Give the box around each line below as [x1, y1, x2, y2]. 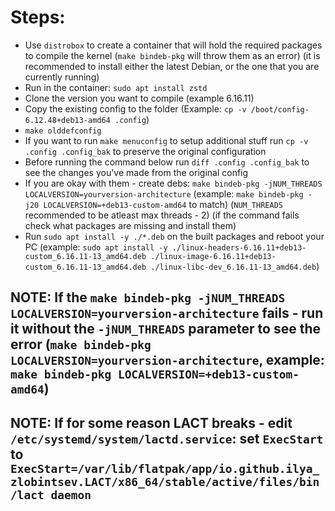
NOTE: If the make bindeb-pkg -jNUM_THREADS [10, 289, 286, 306]
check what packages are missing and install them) [24, 219, 237, 231]
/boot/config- [250, 104, 310, 115]
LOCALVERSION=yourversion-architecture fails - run [10, 305, 324, 322]
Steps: [10, 6, 66, 29]
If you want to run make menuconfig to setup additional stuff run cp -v [24, 134, 309, 146]
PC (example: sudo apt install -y [24, 241, 168, 253]
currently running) [24, 71, 100, 83]
